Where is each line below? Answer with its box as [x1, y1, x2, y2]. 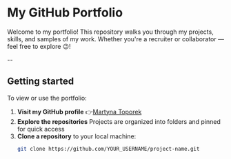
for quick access [17, 125, 65, 133]
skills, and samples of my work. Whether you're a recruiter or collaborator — [7, 34, 224, 43]
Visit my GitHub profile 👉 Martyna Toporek [17, 107, 142, 116]
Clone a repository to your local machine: [17, 132, 137, 140]
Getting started [7, 76, 74, 87]
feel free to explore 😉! [7, 42, 71, 50]
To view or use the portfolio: [7, 94, 88, 102]
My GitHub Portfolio [7, 5, 123, 21]
